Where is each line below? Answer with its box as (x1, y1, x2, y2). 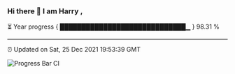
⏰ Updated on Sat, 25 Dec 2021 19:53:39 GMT (7, 45, 141, 54)
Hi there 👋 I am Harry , (7, 6, 83, 16)
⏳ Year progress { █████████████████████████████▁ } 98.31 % (7, 22, 220, 31)
